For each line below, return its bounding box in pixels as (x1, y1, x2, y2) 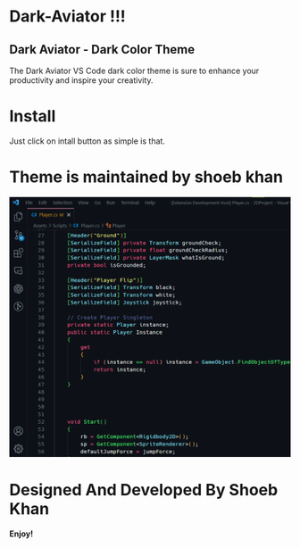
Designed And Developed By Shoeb (9, 480, 279, 501)
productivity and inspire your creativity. (9, 75, 154, 86)
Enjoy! (9, 528, 34, 539)
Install (9, 106, 56, 127)
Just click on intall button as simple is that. (9, 136, 165, 146)
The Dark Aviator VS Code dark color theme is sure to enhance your (9, 65, 260, 76)
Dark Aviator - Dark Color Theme (9, 42, 195, 57)
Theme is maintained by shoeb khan (9, 167, 284, 187)
